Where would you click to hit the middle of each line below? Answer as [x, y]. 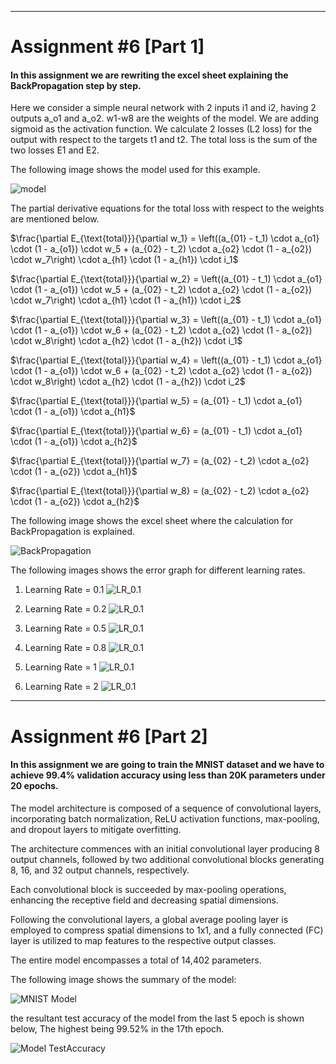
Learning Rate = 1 [61, 667]
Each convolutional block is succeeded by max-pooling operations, [148, 889]
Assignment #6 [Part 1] [107, 47]
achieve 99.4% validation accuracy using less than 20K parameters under [168, 775]
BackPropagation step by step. [76, 85]
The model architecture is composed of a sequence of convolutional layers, [166, 808]
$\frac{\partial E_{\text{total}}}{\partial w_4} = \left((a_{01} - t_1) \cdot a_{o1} [166, 360]
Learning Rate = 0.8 [65, 648]
